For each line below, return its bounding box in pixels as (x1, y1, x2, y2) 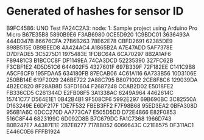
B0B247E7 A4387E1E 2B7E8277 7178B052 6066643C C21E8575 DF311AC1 (6, 121, 194, 128)
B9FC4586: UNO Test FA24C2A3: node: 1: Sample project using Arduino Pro (6, 24, 198, 32)
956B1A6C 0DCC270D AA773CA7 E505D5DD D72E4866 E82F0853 (6, 108, 177, 116)
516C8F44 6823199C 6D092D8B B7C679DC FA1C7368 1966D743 (6, 114, 172, 122)
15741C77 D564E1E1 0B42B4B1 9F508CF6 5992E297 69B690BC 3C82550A (6, 96, 197, 103)
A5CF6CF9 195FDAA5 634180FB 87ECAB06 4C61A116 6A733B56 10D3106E (6, 69, 197, 77)
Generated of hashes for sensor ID (6, 4, 184, 18)
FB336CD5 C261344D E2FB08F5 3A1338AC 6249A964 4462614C (6, 89, 174, 96)
